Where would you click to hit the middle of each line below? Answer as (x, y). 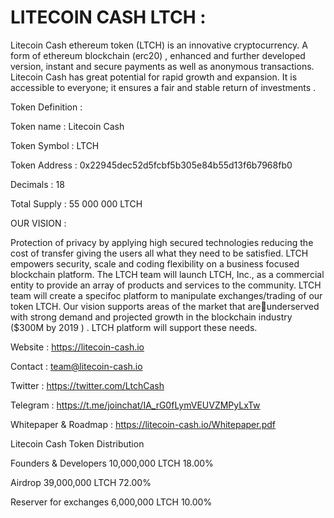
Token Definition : (46, 107)
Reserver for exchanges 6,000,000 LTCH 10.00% (111, 502)
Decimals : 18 (37, 184)
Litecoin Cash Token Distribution (77, 443)
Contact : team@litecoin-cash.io (76, 366)
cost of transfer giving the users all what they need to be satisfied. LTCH (159, 253)
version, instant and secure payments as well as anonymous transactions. (162, 66)
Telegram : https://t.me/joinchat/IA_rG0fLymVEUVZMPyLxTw (135, 405)
